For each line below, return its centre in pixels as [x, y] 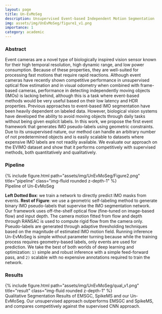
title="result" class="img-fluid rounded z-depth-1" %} [59, 290]
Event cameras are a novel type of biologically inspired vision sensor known [81, 60]
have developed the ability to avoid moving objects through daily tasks [75, 116]
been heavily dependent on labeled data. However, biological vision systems [81, 111]
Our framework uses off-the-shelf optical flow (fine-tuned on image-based [80, 211]
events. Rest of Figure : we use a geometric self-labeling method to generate [81, 200]
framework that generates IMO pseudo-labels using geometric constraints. [80, 127]
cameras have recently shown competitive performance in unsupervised [77, 80]
